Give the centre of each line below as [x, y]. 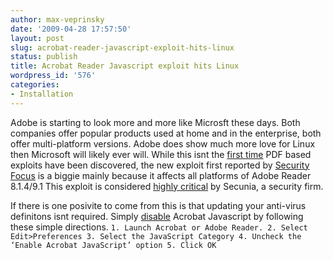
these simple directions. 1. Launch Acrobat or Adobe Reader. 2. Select [159, 227]
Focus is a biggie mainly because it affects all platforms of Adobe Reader [161, 175]
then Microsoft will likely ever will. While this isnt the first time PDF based [161, 154]
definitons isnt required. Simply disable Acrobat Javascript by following [157, 216]
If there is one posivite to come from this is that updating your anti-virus [158, 205]
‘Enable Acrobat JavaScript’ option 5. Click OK [113, 245]
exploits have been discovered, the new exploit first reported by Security [160, 165]
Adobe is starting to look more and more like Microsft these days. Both [155, 122]
